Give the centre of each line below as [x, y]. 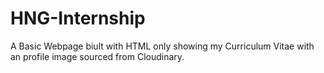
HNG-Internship [78, 18]
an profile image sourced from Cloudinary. [97, 56]
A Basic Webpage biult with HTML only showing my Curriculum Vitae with [162, 46]
